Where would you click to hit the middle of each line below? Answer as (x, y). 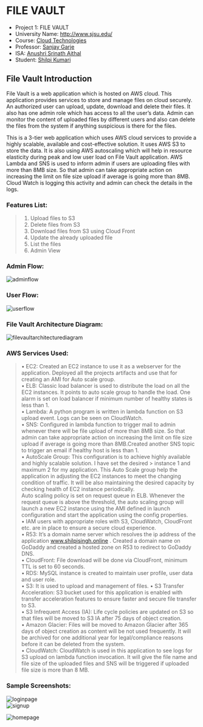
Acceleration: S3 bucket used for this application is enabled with (102, 593)
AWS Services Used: (37, 353)
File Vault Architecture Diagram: (55, 324)
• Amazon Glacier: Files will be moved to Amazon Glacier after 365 (105, 625)
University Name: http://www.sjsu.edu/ (64, 33)
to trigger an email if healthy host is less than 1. (80, 450)
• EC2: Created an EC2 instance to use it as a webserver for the (101, 367)
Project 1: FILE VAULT (42, 27)
